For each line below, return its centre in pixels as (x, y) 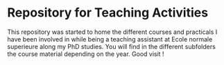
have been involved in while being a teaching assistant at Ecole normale (110, 39)
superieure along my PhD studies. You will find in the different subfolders (112, 46)
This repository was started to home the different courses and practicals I (112, 32)
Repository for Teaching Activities (108, 13)
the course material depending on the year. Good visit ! (86, 54)
